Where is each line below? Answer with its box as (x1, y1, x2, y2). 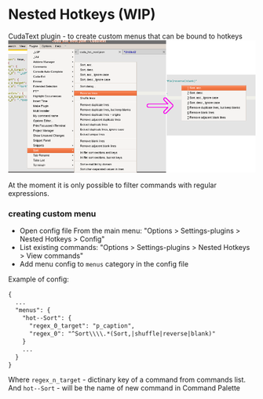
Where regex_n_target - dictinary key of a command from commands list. (8, 375, 246, 385)
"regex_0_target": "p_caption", (28, 322, 135, 330)
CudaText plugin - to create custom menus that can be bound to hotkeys (8, 31, 243, 41)
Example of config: (8, 274, 69, 284)
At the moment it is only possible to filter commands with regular (8, 180, 217, 190)
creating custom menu (8, 209, 97, 219)
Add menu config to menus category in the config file (19, 259, 189, 269)
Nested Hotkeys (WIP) (8, 5, 156, 24)
